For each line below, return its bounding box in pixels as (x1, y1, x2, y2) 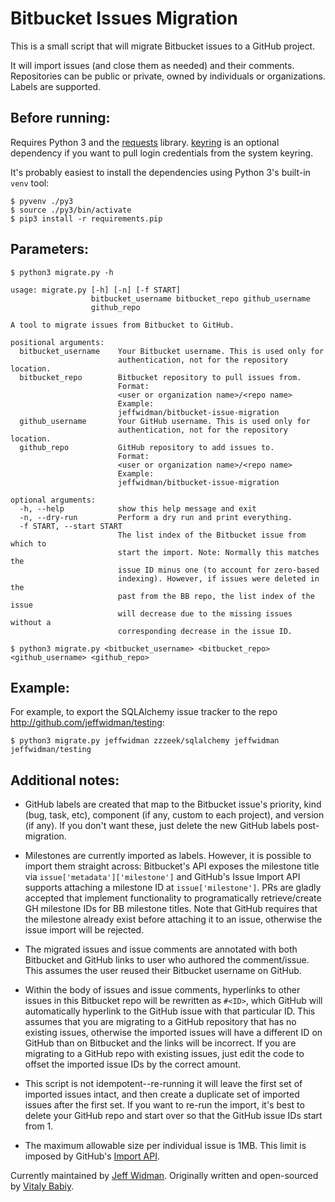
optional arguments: (10, 495, 97, 505)
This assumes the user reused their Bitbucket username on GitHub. (24, 965, 302, 977)
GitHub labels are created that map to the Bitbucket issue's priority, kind (24, 798, 322, 811)
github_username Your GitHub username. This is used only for (19, 416, 311, 426)
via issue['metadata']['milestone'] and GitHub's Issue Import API (24, 871, 301, 883)
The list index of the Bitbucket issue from (117, 530, 307, 540)
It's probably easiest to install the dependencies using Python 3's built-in (10, 166, 311, 178)
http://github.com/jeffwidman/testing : (10, 717, 165, 729)
